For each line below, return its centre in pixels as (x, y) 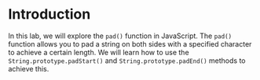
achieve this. (29, 68)
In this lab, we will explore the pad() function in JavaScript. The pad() (120, 36)
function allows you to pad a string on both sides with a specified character (130, 43)
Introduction (49, 14)
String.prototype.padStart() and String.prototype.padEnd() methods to (127, 61)
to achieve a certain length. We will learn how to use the (99, 52)
